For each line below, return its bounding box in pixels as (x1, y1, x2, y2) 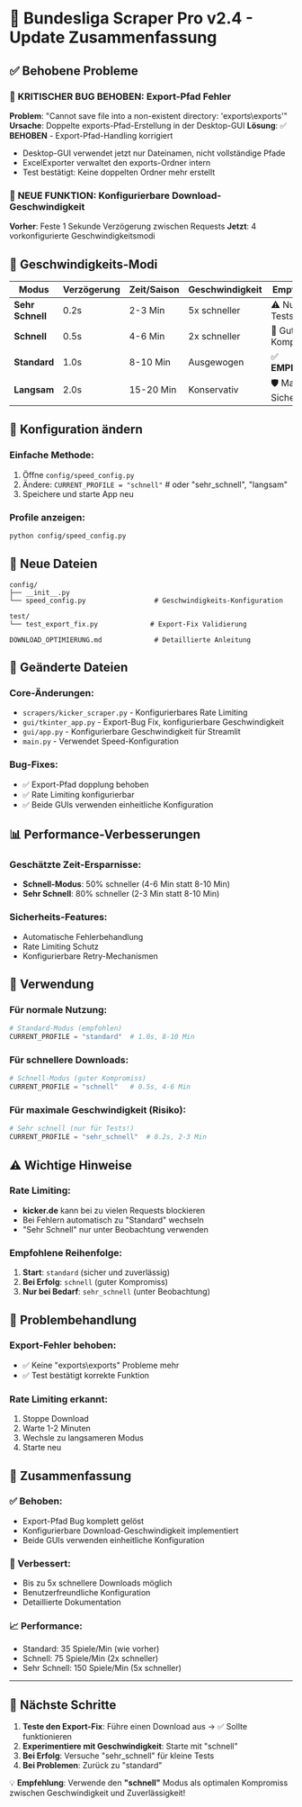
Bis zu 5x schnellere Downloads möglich (22, 1577, 173, 1588)
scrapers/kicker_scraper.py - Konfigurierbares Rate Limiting (22, 707, 248, 718)
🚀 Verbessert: (9, 1557, 72, 1569)
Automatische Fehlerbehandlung (22, 931, 144, 942)
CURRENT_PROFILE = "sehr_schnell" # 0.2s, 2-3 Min (9, 1133, 207, 1142)
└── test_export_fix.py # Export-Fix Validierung (9, 619, 247, 628)
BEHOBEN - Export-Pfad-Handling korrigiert (9, 130, 173, 140)
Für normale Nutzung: (9, 1003, 108, 1016)
